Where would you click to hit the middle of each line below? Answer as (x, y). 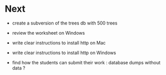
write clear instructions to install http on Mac (59, 43)
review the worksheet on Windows (48, 33)
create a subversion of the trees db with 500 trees (65, 23)
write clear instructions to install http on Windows (64, 53)
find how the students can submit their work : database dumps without (86, 62)
